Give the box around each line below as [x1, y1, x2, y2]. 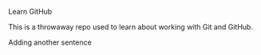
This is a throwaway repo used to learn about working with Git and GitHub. [8, 22, 254, 31]
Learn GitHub [8, 7, 53, 16]
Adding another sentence [8, 37, 92, 47]
